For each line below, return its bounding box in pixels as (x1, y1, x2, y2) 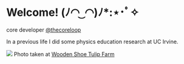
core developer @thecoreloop (6, 26, 81, 34)
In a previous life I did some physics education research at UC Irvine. (6, 38, 179, 45)
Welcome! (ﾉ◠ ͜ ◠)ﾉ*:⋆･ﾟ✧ (6, 5, 140, 20)
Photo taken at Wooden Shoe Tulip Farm (13, 50, 115, 58)
